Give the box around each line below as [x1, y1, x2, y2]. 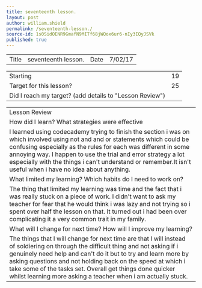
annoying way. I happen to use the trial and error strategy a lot [9, 150, 185, 158]
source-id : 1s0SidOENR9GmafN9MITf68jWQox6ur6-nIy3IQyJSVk [6, 31, 155, 37]
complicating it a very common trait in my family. [9, 215, 146, 223]
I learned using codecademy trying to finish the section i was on [9, 128, 190, 136]
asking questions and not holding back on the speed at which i [9, 257, 186, 265]
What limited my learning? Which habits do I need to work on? [9, 175, 184, 183]
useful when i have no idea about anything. [9, 165, 130, 174]
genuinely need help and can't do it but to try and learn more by [9, 249, 189, 258]
